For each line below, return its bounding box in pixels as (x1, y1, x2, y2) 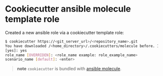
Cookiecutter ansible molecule (5, 3, 131, 15)
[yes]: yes (5, 48, 27, 53)
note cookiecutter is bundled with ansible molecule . (16, 66, 122, 72)
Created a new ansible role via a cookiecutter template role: (5, 30, 124, 35)
